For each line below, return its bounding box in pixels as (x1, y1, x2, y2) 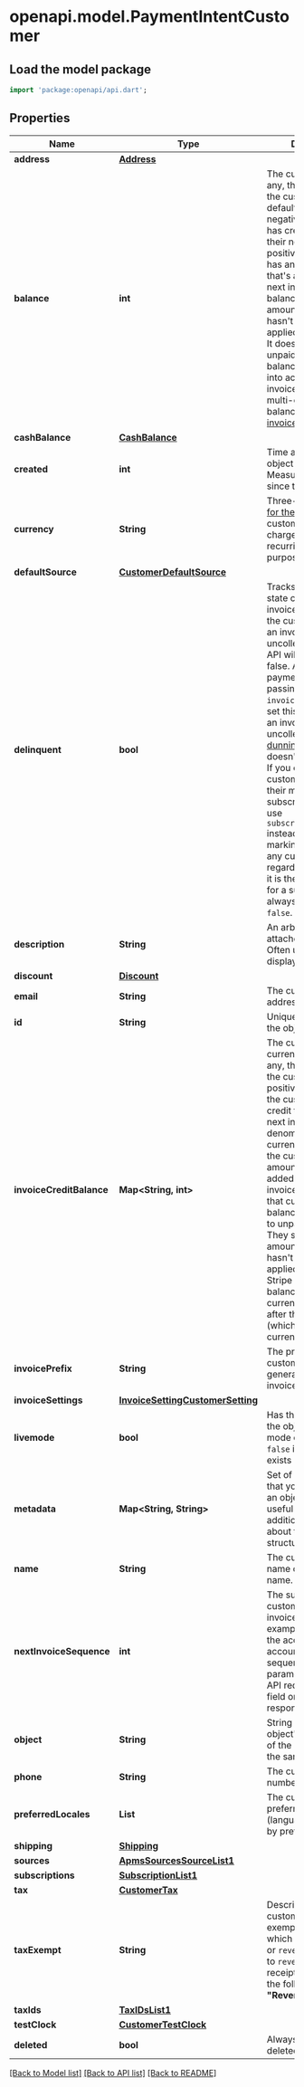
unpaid (266, 348, 297, 361)
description (14, 938, 65, 950)
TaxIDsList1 (119, 2003, 172, 2016)
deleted (14, 2038, 48, 2051)
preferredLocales (14, 1807, 90, 1820)
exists (266, 1453, 292, 1466)
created (14, 462, 48, 475)
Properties (9, 110, 71, 126)
